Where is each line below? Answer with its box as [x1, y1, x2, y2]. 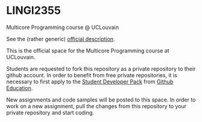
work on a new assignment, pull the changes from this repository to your [6, 102, 187, 109]
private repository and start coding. [6, 109, 95, 116]
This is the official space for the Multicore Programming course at [6, 47, 169, 54]
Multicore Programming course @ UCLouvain [6, 24, 119, 31]
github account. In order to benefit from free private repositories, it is [6, 71, 178, 79]
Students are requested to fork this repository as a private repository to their [6, 65, 196, 72]
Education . [6, 84, 33, 91]
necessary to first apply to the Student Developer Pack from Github [6, 78, 174, 85]
